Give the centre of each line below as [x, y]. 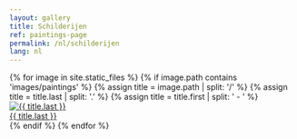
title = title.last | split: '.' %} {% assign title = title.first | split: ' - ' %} [134, 97]
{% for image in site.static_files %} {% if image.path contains [124, 77]
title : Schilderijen [49, 26]
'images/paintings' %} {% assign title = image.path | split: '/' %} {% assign [148, 87]
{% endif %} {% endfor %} [59, 126]
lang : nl [26, 52]
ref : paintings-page [49, 35]
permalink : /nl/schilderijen [64, 43]
